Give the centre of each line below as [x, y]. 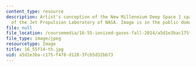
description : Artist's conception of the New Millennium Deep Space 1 [94, 17]
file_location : [24, 33]
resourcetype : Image [31, 44]
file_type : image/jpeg [34, 38]
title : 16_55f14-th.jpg [35, 50]
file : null [19, 28]
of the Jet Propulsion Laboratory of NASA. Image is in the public [95, 22]
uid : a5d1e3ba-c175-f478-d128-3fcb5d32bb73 [60, 55]
